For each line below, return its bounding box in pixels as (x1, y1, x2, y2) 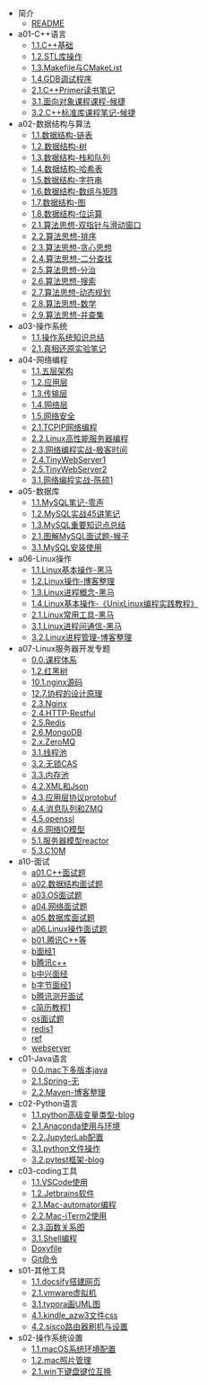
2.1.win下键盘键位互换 (30, 1366, 112, 1377)
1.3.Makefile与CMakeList (30, 62, 123, 73)
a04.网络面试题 (30, 901, 88, 911)
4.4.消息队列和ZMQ (30, 803, 103, 813)
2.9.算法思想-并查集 (30, 309, 105, 320)
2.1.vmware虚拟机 (30, 1288, 97, 1298)
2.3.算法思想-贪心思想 (30, 242, 112, 253)
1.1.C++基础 (30, 40, 74, 50)
